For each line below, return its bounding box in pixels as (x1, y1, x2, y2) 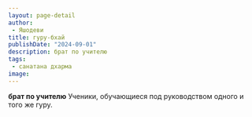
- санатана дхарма (11, 63, 72, 71)
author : (8, 19, 34, 27)
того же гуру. (8, 100, 53, 109)
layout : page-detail (8, 11, 76, 20)
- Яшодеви (11, 26, 44, 34)
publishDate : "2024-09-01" (8, 41, 97, 49)
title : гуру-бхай (8, 33, 65, 42)
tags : (8, 56, 26, 64)
